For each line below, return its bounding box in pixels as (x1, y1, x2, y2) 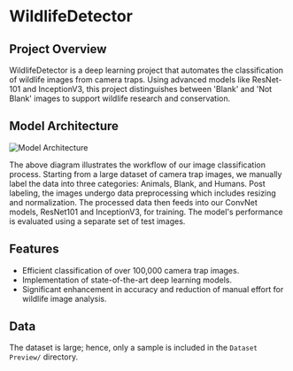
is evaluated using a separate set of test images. (9, 215, 186, 227)
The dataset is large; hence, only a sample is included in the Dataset (9, 343, 258, 353)
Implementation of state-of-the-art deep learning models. (21, 274, 233, 285)
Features (9, 242, 59, 257)
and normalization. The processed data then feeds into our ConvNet (9, 197, 258, 207)
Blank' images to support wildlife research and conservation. (9, 93, 231, 104)
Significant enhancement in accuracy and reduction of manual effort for (21, 283, 284, 294)
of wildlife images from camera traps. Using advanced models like (9, 74, 251, 85)
